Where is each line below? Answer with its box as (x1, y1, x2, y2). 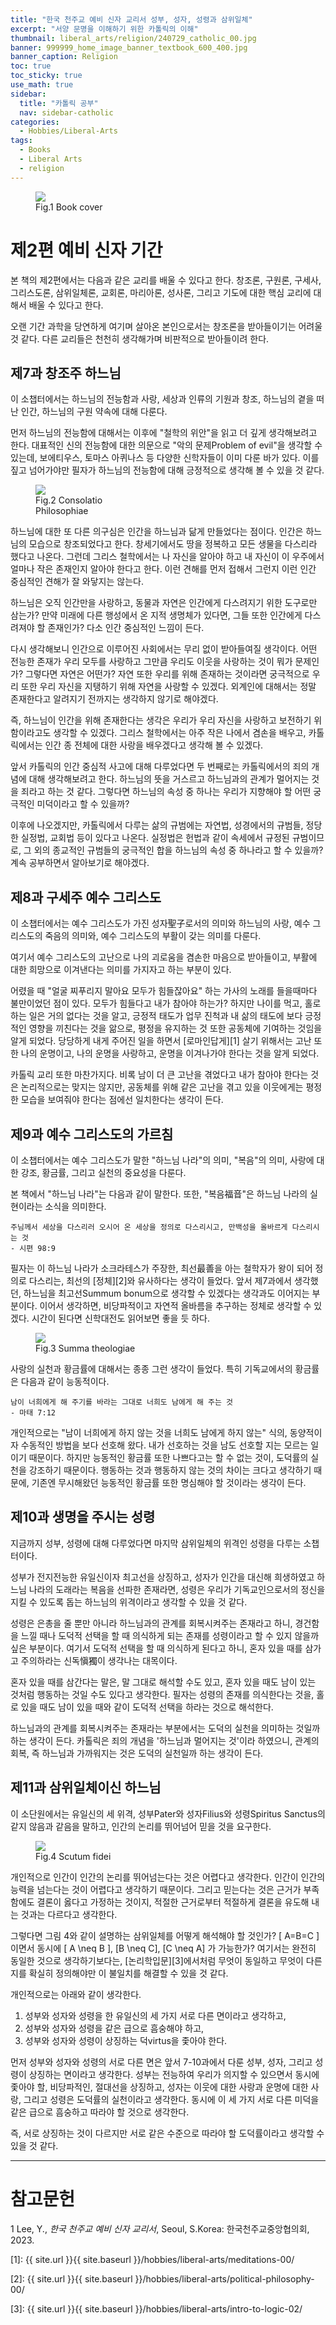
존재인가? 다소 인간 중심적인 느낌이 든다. (47, 622, 205, 634)
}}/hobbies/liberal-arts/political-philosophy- (134, 2272, 315, 2285)
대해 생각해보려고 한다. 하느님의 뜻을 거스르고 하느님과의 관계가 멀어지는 (28, 773, 310, 785)
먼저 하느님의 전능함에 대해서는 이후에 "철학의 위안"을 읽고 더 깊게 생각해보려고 (10, 427, 318, 439)
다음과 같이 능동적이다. (20, 1376, 110, 1387)
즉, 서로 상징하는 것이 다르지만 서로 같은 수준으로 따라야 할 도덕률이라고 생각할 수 (10, 2127, 325, 2139)
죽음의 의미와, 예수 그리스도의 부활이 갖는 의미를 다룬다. (44, 930, 262, 942)
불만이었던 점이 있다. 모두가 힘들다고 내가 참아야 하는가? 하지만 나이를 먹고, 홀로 (10, 997, 322, 1010)
